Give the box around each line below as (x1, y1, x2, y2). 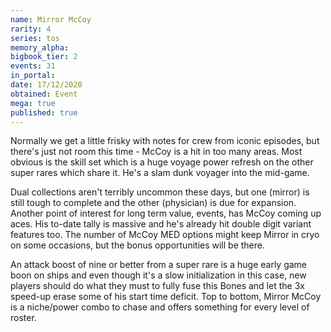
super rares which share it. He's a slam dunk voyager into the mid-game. (10, 167, 310, 179)
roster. (10, 312, 37, 324)
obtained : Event (10, 89, 78, 99)
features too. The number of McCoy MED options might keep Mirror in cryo (10, 229, 320, 241)
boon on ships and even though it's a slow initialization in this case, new (10, 269, 307, 281)
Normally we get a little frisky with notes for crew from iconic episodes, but (10, 135, 320, 147)
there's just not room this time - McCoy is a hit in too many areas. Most (10, 146, 303, 158)
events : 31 (10, 61, 56, 71)
